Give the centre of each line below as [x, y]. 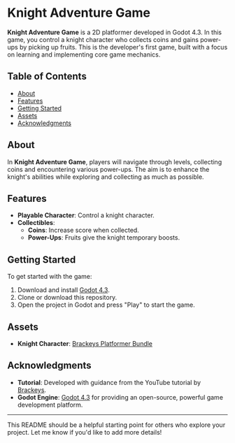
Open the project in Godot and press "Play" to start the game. [106, 305]
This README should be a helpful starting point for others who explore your [116, 425]
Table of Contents [47, 77]
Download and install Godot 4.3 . [63, 290]
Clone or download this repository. [67, 298]
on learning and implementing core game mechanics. [84, 55]
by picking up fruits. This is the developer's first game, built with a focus [124, 47]
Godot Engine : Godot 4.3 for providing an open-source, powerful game [120, 397]
